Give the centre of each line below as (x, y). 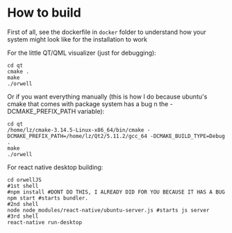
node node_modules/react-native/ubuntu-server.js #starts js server (108, 210)
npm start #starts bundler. (48, 198)
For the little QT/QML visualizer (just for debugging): (82, 53)
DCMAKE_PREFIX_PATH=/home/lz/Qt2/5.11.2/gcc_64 (77, 136)
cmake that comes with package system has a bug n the (88, 104)
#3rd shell (23, 216)
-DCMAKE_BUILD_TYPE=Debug (188, 136)
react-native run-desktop (44, 222)
